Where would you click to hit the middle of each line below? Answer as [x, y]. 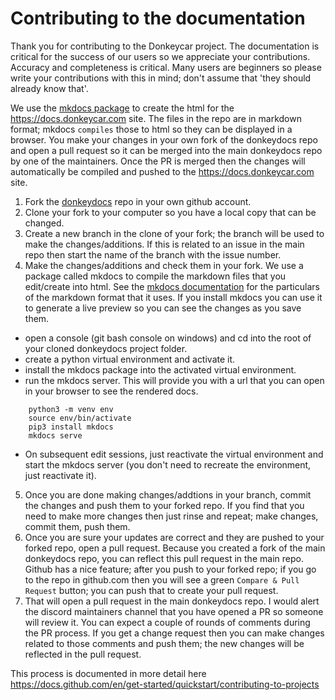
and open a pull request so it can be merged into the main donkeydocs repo [166, 150]
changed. [44, 223]
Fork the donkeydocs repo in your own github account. [138, 201]
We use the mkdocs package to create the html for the [122, 108]
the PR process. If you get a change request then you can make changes [174, 633]
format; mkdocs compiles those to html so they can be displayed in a [151, 129]
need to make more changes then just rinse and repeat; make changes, [171, 516]
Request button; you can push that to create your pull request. [151, 590]
